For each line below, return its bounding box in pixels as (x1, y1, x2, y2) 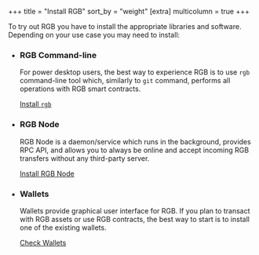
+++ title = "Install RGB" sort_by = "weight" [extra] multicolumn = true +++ (8, 7, 250, 16)
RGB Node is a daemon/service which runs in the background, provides (19, 137, 251, 146)
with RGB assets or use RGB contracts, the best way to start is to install (19, 214, 250, 224)
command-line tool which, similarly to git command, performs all (19, 76, 231, 86)
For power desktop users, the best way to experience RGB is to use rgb (19, 67, 250, 77)
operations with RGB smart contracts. (19, 84, 141, 93)
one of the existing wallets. (19, 223, 108, 232)
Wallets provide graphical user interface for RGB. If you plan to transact (19, 206, 250, 215)
